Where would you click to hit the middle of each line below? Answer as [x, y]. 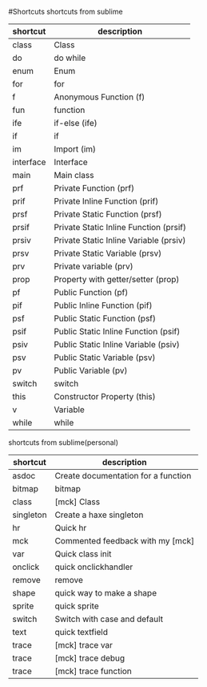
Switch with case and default [109, 619]
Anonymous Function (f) [100, 97]
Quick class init [83, 554]
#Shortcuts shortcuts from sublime [66, 12]
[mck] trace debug [90, 658]
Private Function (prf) [94, 188]
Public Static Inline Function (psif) [117, 331]
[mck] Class [78, 502]
